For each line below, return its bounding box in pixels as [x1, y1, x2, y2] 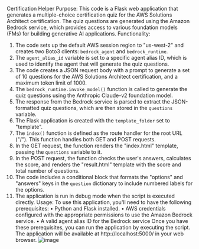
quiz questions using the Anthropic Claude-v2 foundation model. [15, 92, 173, 99]
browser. [15, 237, 37, 243]
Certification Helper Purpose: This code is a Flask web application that [6, 5, 178, 12]
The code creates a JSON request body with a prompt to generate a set [15, 67, 190, 73]
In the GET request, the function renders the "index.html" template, [15, 142, 179, 149]
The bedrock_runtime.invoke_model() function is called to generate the [15, 86, 188, 92]
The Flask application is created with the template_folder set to [15, 117, 170, 124]
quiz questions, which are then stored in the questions [41, 105, 173, 111]
